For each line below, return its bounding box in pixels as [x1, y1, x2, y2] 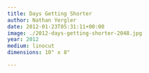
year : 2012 [7, 36, 39, 43]
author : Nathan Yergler [7, 17, 77, 24]
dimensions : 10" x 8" [7, 49, 71, 56]
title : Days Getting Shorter [7, 10, 92, 17]
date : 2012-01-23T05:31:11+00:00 [7, 23, 105, 30]
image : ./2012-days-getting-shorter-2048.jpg [7, 29, 142, 37]
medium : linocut [7, 42, 55, 49]
